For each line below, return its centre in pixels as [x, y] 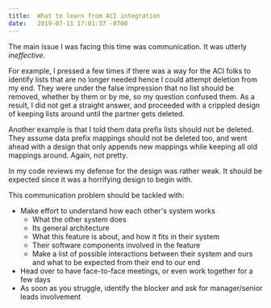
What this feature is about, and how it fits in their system [126, 236]
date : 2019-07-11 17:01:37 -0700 [68, 23]
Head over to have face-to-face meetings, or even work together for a [136, 271]
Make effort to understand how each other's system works [117, 210]
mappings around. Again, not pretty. [68, 155]
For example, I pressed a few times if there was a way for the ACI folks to [130, 70]
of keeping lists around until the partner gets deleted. [97, 113]
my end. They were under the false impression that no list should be [121, 88]
